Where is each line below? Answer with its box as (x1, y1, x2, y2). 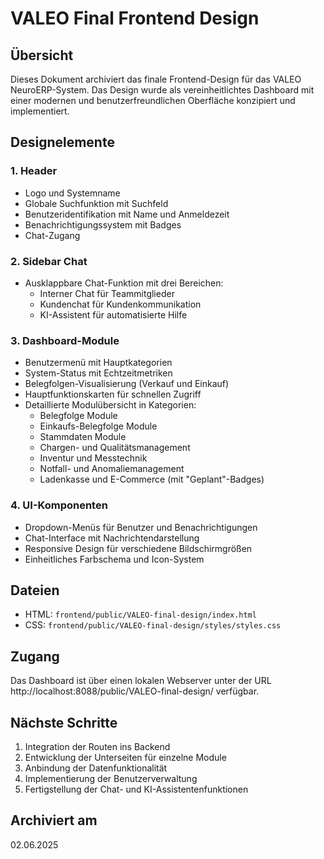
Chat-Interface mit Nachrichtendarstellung (24, 532, 200, 544)
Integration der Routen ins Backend (24, 741, 171, 753)
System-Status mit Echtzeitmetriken (24, 367, 173, 379)
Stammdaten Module (39, 431, 127, 443)
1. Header (10, 164, 58, 178)
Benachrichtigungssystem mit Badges (24, 218, 182, 231)
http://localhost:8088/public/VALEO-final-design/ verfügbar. (10, 685, 260, 697)
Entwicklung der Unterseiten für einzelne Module (24, 752, 227, 764)
